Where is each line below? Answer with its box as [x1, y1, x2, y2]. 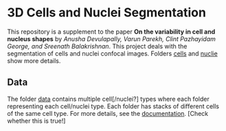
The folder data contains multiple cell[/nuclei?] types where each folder [7, 95, 210, 103]
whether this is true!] [7, 117, 66, 125]
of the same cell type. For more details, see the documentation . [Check [7, 109, 209, 117]
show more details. [7, 56, 61, 64]
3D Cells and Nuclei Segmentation [7, 5, 206, 21]
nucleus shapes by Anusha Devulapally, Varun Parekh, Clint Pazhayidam [7, 34, 216, 43]
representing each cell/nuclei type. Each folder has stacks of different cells [7, 102, 220, 110]
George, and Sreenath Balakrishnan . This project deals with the [7, 42, 188, 50]
